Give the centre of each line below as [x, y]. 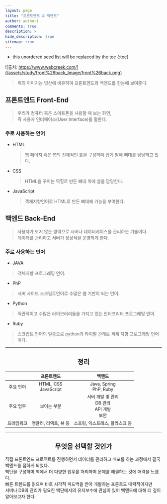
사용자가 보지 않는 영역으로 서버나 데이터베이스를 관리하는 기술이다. [82, 231]
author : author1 [22, 21]
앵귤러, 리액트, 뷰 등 [51, 423]
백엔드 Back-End [30, 219]
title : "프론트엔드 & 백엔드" [32, 16]
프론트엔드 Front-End [37, 100]
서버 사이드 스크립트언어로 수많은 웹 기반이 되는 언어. [68, 294]
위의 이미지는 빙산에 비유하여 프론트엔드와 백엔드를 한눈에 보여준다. [82, 83]
